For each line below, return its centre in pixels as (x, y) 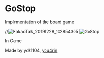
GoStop (21, 9)
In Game (13, 41)
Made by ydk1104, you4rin (31, 50)
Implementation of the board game (39, 22)
